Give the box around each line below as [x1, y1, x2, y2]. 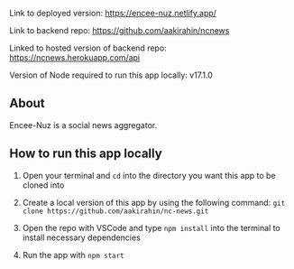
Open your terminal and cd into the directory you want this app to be [22, 170, 277, 181]
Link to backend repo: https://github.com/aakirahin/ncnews [9, 25, 230, 35]
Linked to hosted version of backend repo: [9, 42, 167, 53]
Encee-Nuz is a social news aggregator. [9, 119, 158, 130]
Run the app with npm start [22, 249, 124, 260]
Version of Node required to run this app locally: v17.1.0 [9, 70, 214, 80]
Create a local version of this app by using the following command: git [22, 197, 286, 208]
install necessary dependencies [22, 232, 142, 243]
